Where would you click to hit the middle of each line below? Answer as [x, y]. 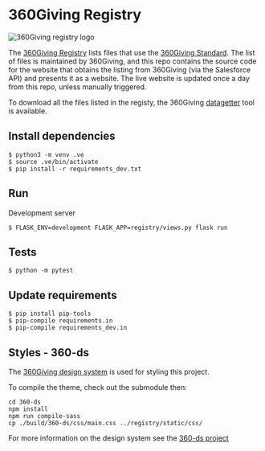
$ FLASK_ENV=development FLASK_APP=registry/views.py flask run [118, 228]
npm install [28, 409]
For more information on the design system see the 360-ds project [118, 438]
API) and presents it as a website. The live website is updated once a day [129, 78]
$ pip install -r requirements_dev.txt [75, 169]
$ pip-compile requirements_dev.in [68, 328]
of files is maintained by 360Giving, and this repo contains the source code [132, 61]
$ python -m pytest [41, 271]
